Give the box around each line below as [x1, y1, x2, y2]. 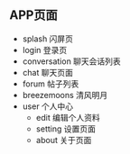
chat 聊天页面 [22, 67, 74, 77]
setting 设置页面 [35, 123, 97, 134]
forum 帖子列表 [22, 78, 79, 89]
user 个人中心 [22, 101, 74, 112]
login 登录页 [22, 44, 68, 55]
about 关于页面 [35, 134, 92, 145]
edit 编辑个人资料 [35, 112, 101, 122]
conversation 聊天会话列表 [22, 56, 122, 67]
